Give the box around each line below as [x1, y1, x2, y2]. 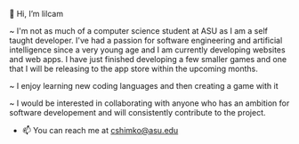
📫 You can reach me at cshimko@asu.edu [21, 125, 179, 135]
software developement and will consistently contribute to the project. [9, 108, 266, 117]
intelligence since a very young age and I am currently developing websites [9, 44, 287, 55]
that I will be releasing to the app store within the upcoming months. [9, 63, 258, 74]
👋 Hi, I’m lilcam [9, 9, 64, 19]
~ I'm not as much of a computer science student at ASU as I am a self [9, 26, 269, 36]
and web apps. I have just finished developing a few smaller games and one [9, 54, 287, 64]
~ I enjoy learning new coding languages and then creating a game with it [9, 81, 279, 91]
